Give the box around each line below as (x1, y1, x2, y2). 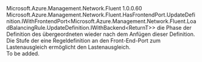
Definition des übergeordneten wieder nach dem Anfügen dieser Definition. (6, 30, 195, 38)
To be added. (6, 50, 40, 57)
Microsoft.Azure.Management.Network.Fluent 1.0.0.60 (6, 5, 142, 12)
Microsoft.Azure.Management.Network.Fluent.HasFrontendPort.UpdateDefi (6, 11, 196, 18)
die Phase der (157, 24, 192, 31)
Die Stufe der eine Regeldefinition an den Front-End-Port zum (6, 37, 161, 44)
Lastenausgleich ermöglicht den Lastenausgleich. (6, 44, 131, 50)
